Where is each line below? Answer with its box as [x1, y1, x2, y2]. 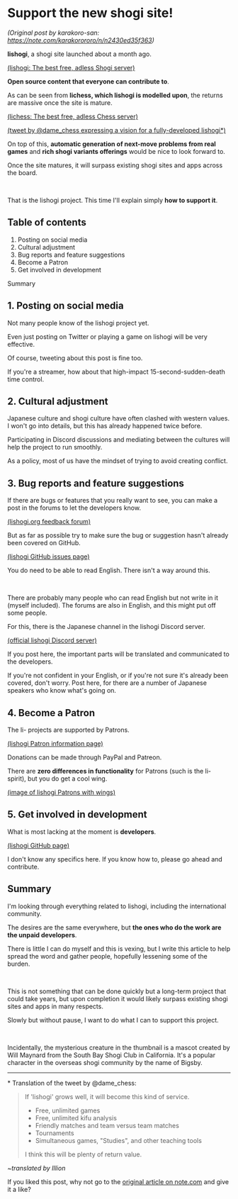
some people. [7, 608, 47, 618]
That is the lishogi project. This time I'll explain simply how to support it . [7, 196, 218, 204]
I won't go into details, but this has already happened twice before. [7, 422, 203, 430]
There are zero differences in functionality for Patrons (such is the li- [7, 767, 211, 775]
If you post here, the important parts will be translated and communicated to [7, 650, 230, 659]
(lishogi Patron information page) [7, 740, 104, 747]
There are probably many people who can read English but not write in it [7, 593, 218, 602]
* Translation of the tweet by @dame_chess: [7, 1078, 137, 1087]
